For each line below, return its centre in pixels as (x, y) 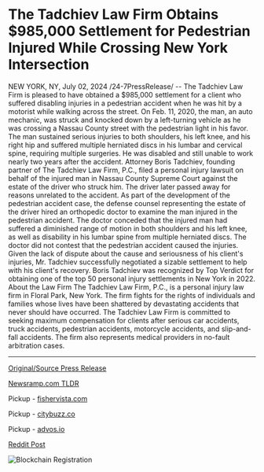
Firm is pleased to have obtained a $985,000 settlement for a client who (125, 94)
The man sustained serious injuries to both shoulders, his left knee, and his (129, 136)
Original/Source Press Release (57, 368)
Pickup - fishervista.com (48, 398)
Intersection (49, 65)
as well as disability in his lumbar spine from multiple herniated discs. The (127, 237)
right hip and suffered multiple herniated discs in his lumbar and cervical (125, 145)
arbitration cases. (37, 345)
